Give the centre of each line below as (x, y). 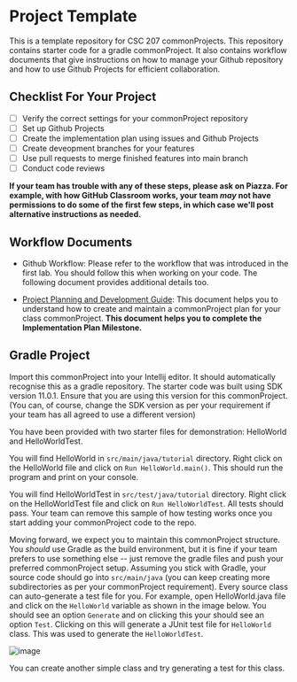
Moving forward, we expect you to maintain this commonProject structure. (145, 539)
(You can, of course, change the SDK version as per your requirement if (140, 405)
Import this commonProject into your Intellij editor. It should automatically (143, 376)
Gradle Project (50, 356)
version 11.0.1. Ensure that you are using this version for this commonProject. (148, 395)
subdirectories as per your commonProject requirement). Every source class (148, 586)
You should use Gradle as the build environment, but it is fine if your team (143, 549)
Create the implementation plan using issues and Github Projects (140, 138)
